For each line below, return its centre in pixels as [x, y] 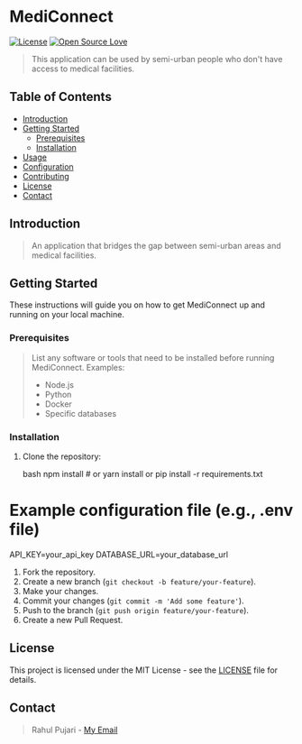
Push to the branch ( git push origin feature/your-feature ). [136, 610]
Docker [58, 404]
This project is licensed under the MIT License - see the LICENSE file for [143, 670]
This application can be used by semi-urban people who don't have [157, 59]
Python [58, 394]
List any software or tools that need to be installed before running [153, 357]
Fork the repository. [59, 572]
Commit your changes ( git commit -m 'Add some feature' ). [133, 601]
